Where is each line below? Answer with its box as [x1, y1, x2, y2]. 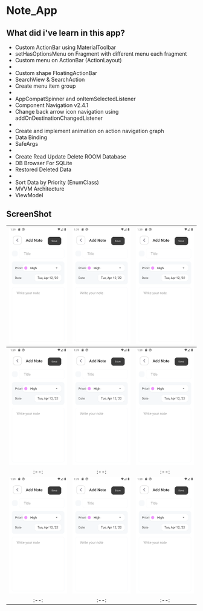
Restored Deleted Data [14, 166, 72, 173]
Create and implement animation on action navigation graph [14, 128, 164, 134]
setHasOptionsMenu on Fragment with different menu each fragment [14, 50, 187, 57]
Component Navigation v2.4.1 [14, 102, 89, 109]
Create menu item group [14, 82, 76, 90]
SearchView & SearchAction [14, 76, 85, 83]
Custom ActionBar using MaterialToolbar [14, 44, 117, 51]
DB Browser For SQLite [14, 160, 72, 166]
